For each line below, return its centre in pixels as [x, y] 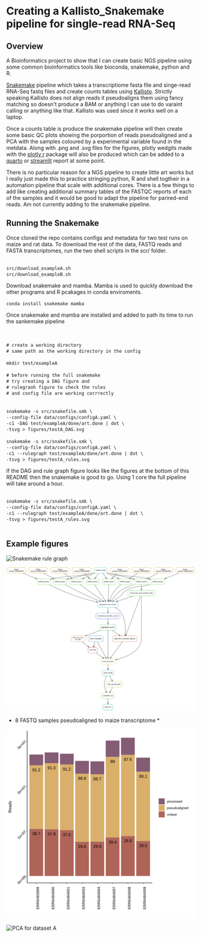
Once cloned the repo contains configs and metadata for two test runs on [97, 238]
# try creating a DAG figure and [48, 381]
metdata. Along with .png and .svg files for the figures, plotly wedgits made [99, 148]
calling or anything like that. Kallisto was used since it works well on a [92, 111]
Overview [25, 46]
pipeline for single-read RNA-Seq [91, 24]
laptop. [15, 117]
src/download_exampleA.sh [38, 268]
